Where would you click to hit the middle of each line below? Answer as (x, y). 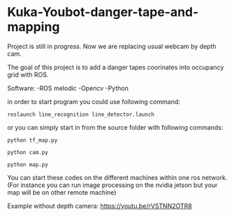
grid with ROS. (28, 75)
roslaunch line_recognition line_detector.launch (81, 114)
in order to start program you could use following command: (94, 101)
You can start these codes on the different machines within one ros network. (117, 177)
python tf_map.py (32, 140)
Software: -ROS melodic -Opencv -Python (68, 88)
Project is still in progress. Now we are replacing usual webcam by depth (112, 46)
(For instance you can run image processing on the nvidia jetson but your (112, 185)
